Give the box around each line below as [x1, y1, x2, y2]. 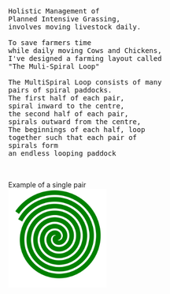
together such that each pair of [8, 134, 138, 141]
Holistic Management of [8, 7, 100, 15]
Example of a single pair [8, 180, 87, 189]
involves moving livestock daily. [8, 23, 142, 31]
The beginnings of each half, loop [8, 126, 146, 134]
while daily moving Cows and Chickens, [8, 47, 162, 55]
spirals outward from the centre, [8, 118, 142, 126]
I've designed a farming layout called [8, 55, 162, 62]
